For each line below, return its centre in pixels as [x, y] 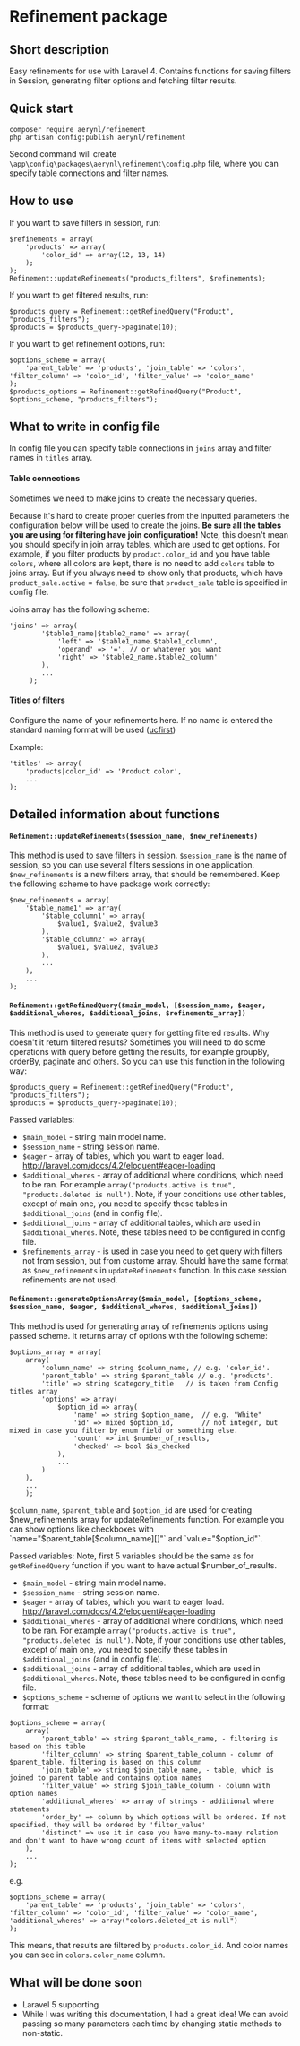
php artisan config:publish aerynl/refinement [98, 137]
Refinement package [88, 17]
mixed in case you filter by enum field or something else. [124, 1430]
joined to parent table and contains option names [106, 1778]
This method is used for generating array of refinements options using [139, 1326]
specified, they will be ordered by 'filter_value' [107, 1825]
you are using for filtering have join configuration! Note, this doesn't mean [149, 534]
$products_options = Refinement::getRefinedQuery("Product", [126, 392]
